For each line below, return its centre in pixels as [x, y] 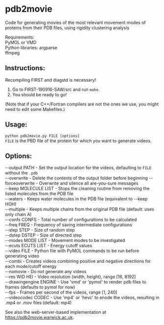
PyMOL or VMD [21, 42]
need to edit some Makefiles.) [35, 109]
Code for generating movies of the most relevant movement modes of [75, 22]
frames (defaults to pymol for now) [40, 287]
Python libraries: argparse [31, 47]
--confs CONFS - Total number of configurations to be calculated [71, 220]
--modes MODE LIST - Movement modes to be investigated [65, 240]
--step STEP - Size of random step [40, 230]
